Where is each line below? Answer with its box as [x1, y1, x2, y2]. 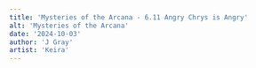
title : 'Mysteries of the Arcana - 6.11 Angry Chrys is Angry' [9, 12, 249, 22]
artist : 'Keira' [9, 46, 69, 55]
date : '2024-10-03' [9, 29, 82, 38]
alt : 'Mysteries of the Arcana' [9, 21, 129, 30]
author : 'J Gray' [9, 37, 74, 47]
